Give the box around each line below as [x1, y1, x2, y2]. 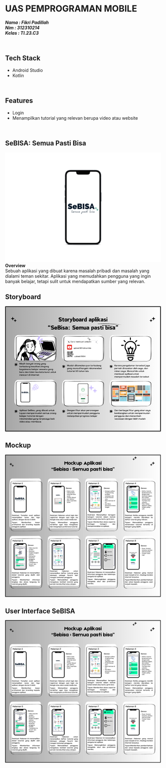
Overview [5, 262, 26, 268]
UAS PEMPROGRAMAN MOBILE [5, 3, 137, 14]
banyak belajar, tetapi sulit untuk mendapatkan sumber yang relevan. [5, 278, 146, 284]
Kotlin [12, 73, 24, 78]
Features [5, 96, 33, 105]
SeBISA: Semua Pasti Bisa [5, 139, 86, 147]
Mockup [5, 441, 31, 450]
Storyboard [5, 293, 41, 301]
